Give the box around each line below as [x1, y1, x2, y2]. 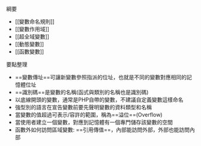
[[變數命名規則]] [14, 18, 55, 25]
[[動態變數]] [14, 41, 44, 47]
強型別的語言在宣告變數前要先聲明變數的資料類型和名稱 [14, 104, 152, 111]
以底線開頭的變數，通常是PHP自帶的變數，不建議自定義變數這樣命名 [14, 96, 184, 103]
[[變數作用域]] [14, 26, 50, 32]
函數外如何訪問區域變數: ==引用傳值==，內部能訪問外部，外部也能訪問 [14, 126, 190, 133]
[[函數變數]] [14, 48, 44, 55]
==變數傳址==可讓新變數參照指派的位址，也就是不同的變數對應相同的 [14, 74, 187, 81]
